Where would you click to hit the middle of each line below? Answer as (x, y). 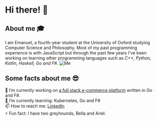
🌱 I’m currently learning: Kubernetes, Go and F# (53, 100)
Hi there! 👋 (27, 10)
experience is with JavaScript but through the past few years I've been (76, 53)
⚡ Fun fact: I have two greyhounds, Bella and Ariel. (55, 113)
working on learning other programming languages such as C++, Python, (78, 58)
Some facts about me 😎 (42, 78)
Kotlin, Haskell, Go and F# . (32, 63)
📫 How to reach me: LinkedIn (35, 106)
